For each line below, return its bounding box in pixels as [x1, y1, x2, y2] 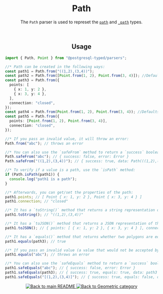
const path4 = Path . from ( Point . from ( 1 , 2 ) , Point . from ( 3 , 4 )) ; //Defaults [5, 110, 160, 114]
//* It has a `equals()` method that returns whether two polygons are [5, 234, 153, 239]
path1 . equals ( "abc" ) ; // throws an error [5, 252, 90, 257]
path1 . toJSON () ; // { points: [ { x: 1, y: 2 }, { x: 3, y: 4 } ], [5, 225, 145, 230]
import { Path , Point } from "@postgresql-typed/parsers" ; [5, 55, 127, 60]
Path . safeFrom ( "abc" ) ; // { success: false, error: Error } [5, 154, 130, 159]
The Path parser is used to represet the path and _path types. [20, 19, 143, 25]
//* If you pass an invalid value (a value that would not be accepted [5, 248, 153, 253]
